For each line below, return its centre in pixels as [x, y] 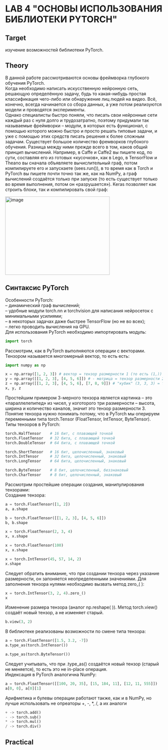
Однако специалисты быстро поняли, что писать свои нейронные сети [81, 115]
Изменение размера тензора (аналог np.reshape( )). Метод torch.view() [81, 607]
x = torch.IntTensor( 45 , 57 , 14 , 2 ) [43, 559]
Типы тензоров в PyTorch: [33, 424]
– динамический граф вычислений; [43, 305]
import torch [19, 341]
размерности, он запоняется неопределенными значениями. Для [76, 579]
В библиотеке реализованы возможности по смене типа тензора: [75, 631]
